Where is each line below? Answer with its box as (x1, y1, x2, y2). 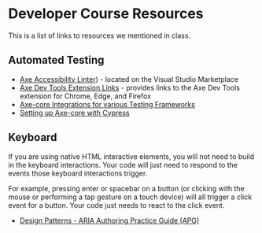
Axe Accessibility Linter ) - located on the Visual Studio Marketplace (19, 74, 238, 83)
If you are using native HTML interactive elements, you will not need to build (8, 151, 254, 161)
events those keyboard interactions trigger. (8, 168, 148, 178)
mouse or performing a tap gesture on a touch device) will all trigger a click (8, 192, 253, 202)
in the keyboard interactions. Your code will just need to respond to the (8, 160, 238, 169)
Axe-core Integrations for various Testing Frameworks (19, 99, 195, 109)
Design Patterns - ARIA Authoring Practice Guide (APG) (19, 216, 200, 225)
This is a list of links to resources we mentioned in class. (8, 31, 191, 40)
